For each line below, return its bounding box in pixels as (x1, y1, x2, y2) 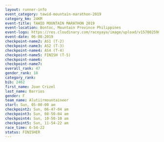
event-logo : (5, 30, 29, 35)
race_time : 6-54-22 (5, 125, 45, 130)
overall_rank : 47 (5, 66, 41, 71)
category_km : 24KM (5, 16, 42, 21)
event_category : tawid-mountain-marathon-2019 (5, 12, 102, 17)
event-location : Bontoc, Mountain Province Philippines (5, 25, 121, 30)
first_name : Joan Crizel (5, 84, 56, 89)
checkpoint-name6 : (5, 57, 42, 62)
